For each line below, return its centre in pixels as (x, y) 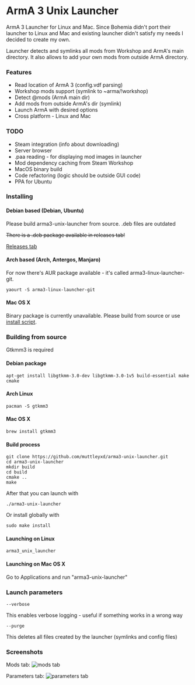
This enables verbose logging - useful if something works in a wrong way (94, 615)
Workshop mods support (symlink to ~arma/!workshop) (81, 91)
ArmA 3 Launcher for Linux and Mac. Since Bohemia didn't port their (88, 27)
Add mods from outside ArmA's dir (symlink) (68, 104)
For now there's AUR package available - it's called (67, 272)
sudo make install (28, 526)
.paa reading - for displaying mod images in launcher (78, 156)
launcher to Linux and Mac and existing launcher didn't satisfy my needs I (95, 33)
